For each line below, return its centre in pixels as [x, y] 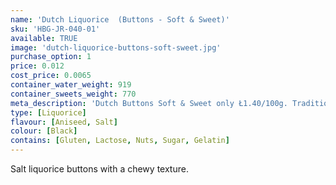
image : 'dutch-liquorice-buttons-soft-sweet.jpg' [116, 47]
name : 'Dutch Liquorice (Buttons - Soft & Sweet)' [120, 19]
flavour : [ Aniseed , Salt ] [64, 122]
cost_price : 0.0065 [51, 76]
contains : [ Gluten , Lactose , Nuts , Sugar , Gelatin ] [120, 141]
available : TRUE [44, 38]
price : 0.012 [37, 66]
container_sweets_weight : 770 [73, 94]
